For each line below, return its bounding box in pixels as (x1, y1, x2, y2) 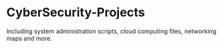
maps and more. (6, 34, 53, 42)
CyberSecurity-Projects (6, 5, 145, 20)
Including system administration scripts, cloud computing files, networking (6, 27, 217, 35)
